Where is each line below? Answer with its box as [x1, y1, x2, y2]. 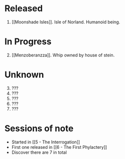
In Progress [4, 36, 52, 47]
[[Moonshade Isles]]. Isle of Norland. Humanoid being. [11, 19, 121, 25]
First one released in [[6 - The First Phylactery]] [11, 144, 107, 150]
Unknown [4, 69, 44, 80]
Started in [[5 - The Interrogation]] [11, 139, 80, 145]
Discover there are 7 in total [11, 149, 67, 155]
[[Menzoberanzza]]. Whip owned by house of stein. [11, 52, 115, 58]
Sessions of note [4, 123, 74, 134]
